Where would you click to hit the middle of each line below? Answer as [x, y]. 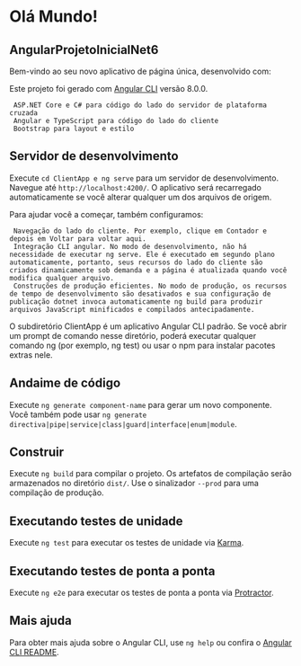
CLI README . [35, 652]
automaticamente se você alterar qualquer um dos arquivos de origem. [141, 197]
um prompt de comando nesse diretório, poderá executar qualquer [133, 335]
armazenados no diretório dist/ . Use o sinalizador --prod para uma [134, 484]
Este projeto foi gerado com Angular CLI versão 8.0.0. [109, 89]
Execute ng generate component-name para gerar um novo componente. [141, 404]
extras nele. [31, 355]
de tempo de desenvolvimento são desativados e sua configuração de [140, 294]
